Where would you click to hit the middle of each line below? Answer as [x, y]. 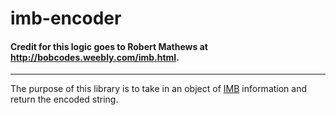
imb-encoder [66, 18]
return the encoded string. [64, 99]
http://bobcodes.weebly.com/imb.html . [95, 57]
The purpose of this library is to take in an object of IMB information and [159, 89]
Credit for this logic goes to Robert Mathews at [109, 46]
